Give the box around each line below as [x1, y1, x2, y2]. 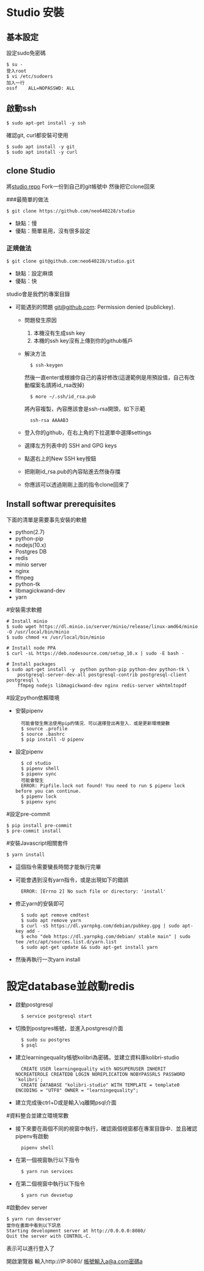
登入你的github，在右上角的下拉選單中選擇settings [24, 429, 151, 436]
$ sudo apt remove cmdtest [21, 912, 90, 918]
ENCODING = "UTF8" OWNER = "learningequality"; [15, 1087, 139, 1093]
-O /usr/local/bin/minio [6, 629, 70, 635]
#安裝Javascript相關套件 [6, 839, 68, 847]
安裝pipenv [15, 707, 44, 714]
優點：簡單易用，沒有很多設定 [15, 227, 90, 234]
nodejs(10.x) [15, 541, 47, 549]
